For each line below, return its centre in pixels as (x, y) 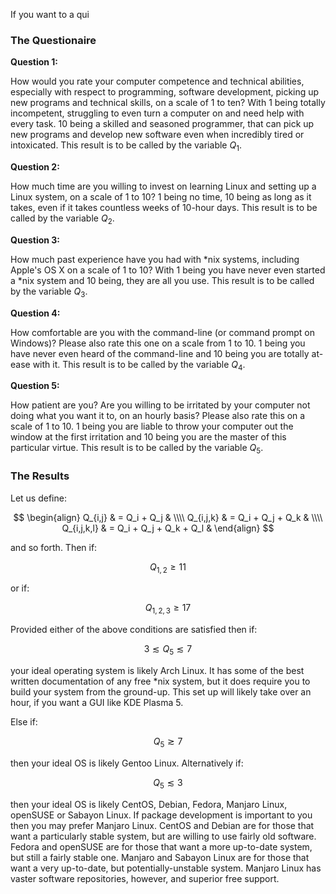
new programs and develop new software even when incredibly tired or (157, 135)
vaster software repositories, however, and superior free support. (145, 878)
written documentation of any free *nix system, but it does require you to (160, 681)
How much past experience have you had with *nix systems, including (155, 259)
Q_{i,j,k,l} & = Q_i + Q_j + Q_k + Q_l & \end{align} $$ (168, 528)
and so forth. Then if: (54, 547)
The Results (40, 476)
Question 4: (35, 313)
